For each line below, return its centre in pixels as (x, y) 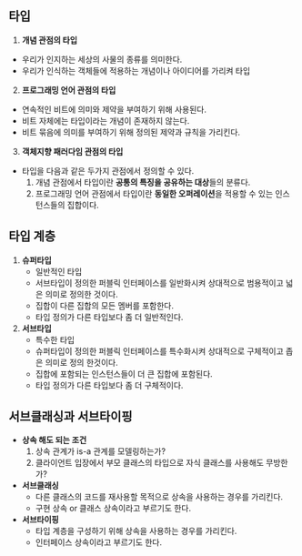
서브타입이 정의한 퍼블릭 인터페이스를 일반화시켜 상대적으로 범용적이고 (159, 283)
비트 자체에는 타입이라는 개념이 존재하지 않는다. (106, 120)
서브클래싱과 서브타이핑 (70, 417)
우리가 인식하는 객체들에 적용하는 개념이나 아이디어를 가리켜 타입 (136, 70)
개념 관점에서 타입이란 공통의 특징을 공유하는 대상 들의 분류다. (143, 182)
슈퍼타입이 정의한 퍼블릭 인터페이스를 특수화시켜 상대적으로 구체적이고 (159, 351)
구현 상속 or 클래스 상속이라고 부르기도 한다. (113, 509)
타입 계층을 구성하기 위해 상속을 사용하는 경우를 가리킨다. (136, 531)
